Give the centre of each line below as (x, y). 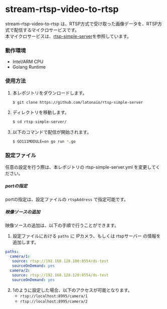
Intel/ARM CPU (28, 62)
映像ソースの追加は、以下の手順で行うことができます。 (62, 225)
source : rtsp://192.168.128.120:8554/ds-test (60, 275)
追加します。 (26, 242)
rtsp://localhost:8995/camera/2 (54, 301)
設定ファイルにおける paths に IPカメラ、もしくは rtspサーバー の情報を (87, 236)
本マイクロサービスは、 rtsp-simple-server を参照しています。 (68, 36)
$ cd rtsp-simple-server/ (39, 122)
